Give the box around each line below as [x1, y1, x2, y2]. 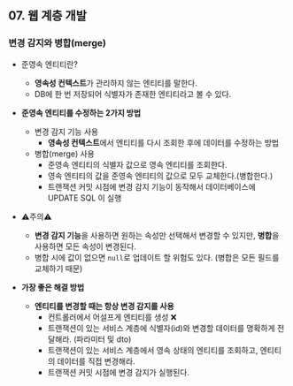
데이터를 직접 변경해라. [57, 356, 135, 367]
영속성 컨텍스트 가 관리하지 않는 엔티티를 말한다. [34, 78, 198, 88]
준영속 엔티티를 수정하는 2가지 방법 [20, 107, 142, 117]
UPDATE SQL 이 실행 [47, 193, 122, 203]
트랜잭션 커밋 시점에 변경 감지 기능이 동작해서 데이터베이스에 [47, 181, 256, 192]
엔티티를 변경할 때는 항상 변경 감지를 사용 [34, 300, 174, 311]
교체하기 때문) [34, 263, 83, 274]
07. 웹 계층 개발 [8, 8, 88, 24]
